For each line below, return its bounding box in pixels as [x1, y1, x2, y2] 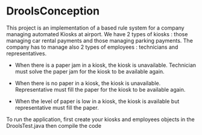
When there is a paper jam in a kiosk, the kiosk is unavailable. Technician [14, 61, 197, 69]
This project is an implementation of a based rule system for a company [6, 24, 185, 31]
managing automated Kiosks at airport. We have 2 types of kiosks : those [6, 30, 188, 37]
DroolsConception [6, 4, 100, 18]
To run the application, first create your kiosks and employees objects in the [6, 116, 195, 123]
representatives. [6, 49, 47, 57]
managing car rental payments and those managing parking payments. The [6, 37, 193, 44]
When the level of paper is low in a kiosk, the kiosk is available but [14, 98, 180, 105]
